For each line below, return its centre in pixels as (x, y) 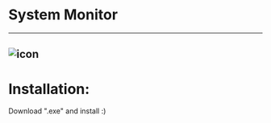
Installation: (49, 89)
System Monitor (63, 15)
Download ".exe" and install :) (57, 111)
